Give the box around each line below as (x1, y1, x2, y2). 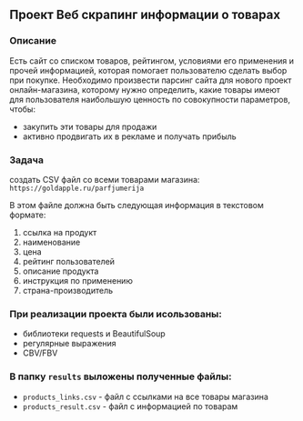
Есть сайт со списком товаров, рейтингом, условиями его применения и (9, 55, 294, 66)
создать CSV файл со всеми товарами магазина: (9, 174, 200, 185)
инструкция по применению (22, 275, 134, 286)
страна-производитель (22, 285, 114, 296)
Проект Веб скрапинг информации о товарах (9, 7, 280, 23)
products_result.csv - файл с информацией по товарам (22, 400, 238, 412)
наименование (22, 236, 81, 247)
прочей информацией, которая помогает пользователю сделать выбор (9, 65, 288, 75)
